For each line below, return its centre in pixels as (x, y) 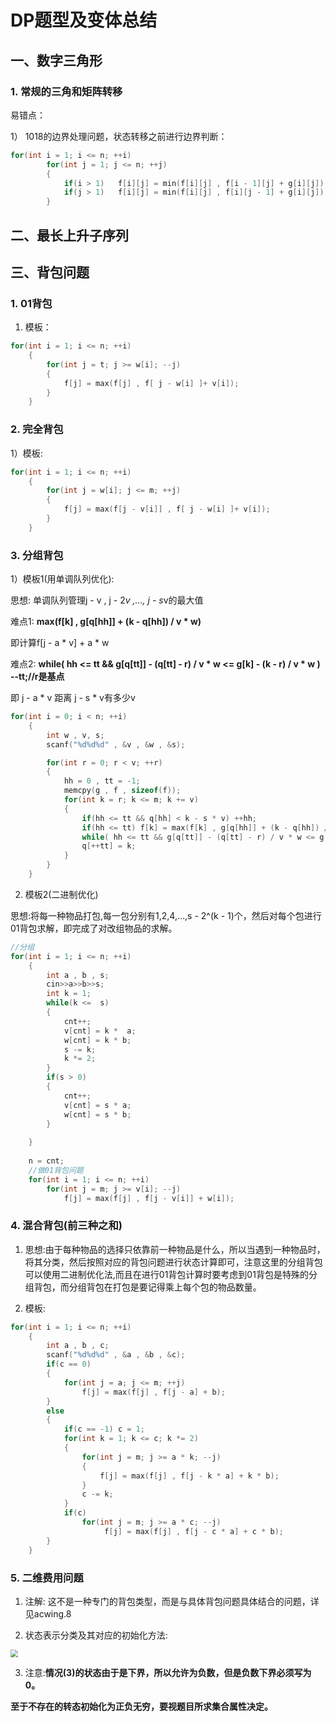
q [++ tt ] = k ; (109, 846)
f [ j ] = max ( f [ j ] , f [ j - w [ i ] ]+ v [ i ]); (151, 383)
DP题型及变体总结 (84, 20)
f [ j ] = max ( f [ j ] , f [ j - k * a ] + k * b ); (189, 1476)
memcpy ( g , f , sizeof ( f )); (122, 791)
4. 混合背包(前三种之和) (66, 1226)
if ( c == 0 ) (69, 1364)
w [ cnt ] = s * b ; (97, 1114)
